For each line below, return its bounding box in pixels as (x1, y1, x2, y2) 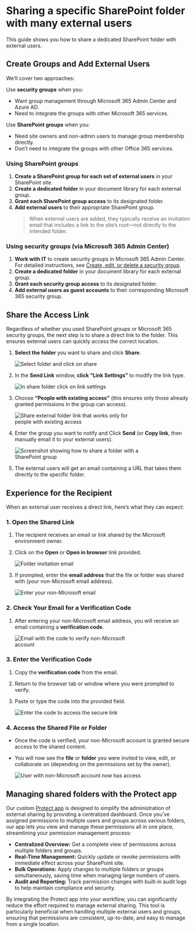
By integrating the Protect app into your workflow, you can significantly (6, 896, 177, 903)
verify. (14, 686, 30, 693)
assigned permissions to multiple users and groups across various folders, (6, 817, 186, 824)
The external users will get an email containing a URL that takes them (14, 465, 181, 472)
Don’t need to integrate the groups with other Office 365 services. (14, 145, 174, 152)
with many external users (6, 16, 132, 30)
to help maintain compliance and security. (14, 884, 116, 891)
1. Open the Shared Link (6, 518, 75, 526)
